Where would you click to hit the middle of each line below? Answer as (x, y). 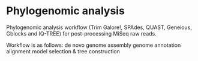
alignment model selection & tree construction (63, 51)
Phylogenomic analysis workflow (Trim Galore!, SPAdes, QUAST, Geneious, (99, 27)
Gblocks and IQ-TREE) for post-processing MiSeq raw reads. (82, 33)
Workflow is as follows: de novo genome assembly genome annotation (94, 45)
